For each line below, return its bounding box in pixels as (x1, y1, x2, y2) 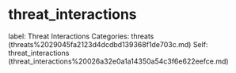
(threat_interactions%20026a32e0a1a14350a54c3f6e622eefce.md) (8, 57, 229, 66)
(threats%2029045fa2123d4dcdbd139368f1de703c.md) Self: (8, 39, 208, 49)
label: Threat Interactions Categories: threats (8, 31, 154, 41)
